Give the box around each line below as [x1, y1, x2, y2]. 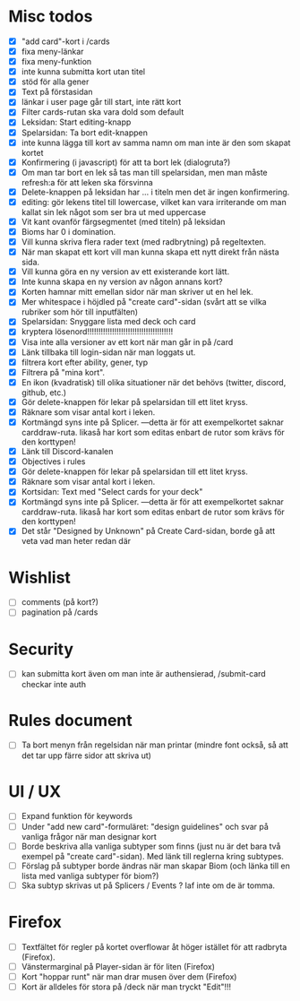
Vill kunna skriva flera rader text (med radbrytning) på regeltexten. [21, 237, 267, 247]
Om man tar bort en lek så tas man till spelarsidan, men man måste [21, 167, 268, 177]
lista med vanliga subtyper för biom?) [21, 870, 159, 881]
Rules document [8, 710, 133, 730]
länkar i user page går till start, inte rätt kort [21, 97, 182, 108]
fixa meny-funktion [21, 56, 92, 67]
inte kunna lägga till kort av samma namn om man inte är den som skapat [21, 137, 291, 148]
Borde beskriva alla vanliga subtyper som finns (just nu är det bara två [21, 841, 281, 851]
